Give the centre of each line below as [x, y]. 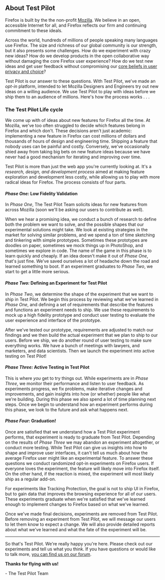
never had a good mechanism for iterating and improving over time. [73, 157]
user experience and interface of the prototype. [53, 320]
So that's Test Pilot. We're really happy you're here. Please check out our [79, 544]
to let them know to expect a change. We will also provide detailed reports [80, 524]
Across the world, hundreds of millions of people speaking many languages [82, 40]
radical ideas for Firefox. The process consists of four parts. [66, 182]
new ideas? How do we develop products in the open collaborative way [77, 56]
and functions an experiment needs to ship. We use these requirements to [80, 310]
